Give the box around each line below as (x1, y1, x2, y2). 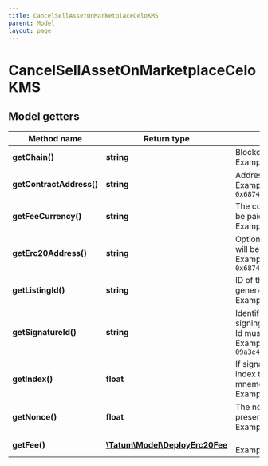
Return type (143, 133, 190, 145)
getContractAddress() (12, 179, 98, 190)
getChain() (12, 152, 54, 163)
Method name (27, 133, 82, 145)
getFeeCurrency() (12, 211, 82, 222)
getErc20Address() (12, 248, 88, 259)
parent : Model (8, 19, 56, 27)
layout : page (8, 26, 52, 34)
